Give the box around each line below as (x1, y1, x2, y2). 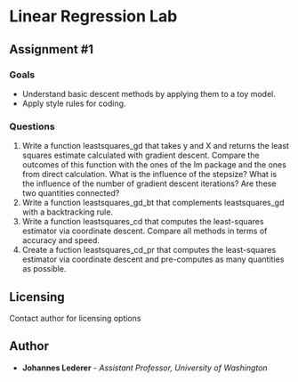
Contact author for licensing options (9, 313, 141, 323)
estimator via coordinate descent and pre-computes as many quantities (21, 254, 285, 264)
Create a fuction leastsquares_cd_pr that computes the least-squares (21, 245, 277, 256)
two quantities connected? (21, 188, 120, 199)
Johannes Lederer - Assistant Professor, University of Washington (21, 362, 269, 373)
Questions (9, 120, 55, 133)
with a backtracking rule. (21, 207, 114, 217)
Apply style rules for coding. (21, 98, 126, 109)
